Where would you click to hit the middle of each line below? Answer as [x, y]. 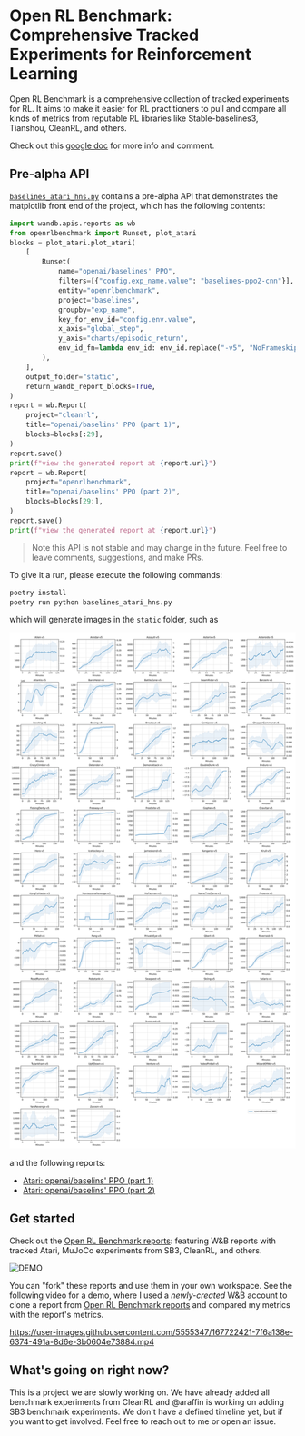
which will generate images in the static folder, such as [114, 620]
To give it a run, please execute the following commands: [116, 574]
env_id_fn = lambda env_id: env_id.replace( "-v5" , [152, 348]
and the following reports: [58, 1162]
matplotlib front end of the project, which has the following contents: [138, 205]
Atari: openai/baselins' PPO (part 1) [88, 1180]
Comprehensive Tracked [104, 35]
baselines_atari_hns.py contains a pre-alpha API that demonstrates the [144, 195]
